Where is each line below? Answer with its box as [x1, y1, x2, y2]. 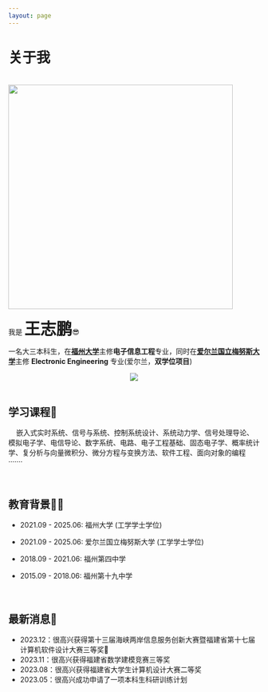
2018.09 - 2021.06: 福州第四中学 [19, 554, 126, 563]
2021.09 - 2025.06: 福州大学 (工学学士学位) [19, 520, 163, 530]
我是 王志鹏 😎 [8, 318, 80, 339]
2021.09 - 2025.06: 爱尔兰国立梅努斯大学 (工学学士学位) [19, 537, 205, 547]
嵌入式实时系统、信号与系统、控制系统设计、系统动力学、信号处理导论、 [15, 428, 254, 437]
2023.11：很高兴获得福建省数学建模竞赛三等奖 [19, 655, 171, 664]
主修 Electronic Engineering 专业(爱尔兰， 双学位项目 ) [15, 356, 193, 366]
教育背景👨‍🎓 [8, 497, 65, 511]
